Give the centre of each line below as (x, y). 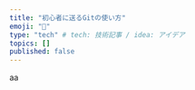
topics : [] (30, 43)
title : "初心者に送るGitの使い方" (68, 18)
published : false (42, 52)
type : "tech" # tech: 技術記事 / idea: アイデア (97, 35)
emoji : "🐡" (30, 26)
